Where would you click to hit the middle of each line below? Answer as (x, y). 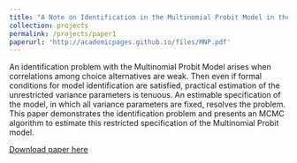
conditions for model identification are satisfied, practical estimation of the (145, 85)
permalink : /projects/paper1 (63, 33)
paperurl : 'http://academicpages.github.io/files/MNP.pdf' (120, 42)
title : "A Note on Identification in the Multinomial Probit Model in (142, 17)
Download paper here (49, 150)
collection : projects (49, 26)
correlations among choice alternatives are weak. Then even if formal (136, 77)
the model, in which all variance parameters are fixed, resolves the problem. (147, 104)
